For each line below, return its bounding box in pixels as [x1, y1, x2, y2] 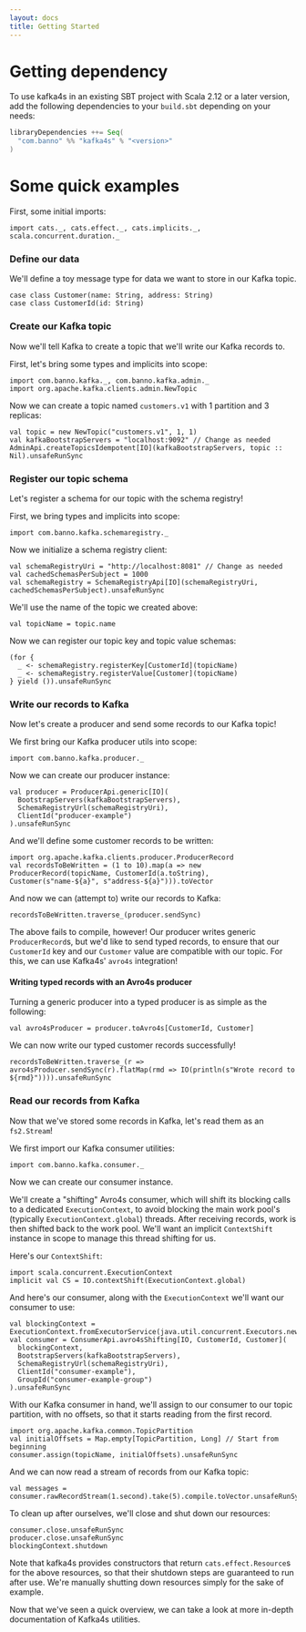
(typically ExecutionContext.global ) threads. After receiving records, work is [9, 1213, 297, 1224]
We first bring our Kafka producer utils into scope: [9, 736, 198, 747]
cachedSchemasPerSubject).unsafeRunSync [9, 585, 166, 595]
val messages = [9, 1483, 67, 1493]
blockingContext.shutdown [9, 1541, 107, 1550]
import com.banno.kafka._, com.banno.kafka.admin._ [9, 375, 209, 385]
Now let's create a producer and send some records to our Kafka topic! [9, 719, 277, 730]
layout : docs [9, 13, 59, 23]
